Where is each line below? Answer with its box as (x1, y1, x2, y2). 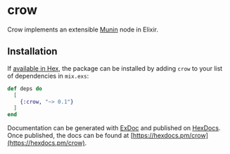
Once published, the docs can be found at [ (7, 132, 134, 140)
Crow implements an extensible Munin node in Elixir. (7, 25, 159, 34)
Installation (7, 45, 58, 57)
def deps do (7, 85, 42, 92)
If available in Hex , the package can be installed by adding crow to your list (7, 64, 223, 72)
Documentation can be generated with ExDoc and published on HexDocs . (7, 124, 221, 132)
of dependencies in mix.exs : (7, 71, 89, 80)
